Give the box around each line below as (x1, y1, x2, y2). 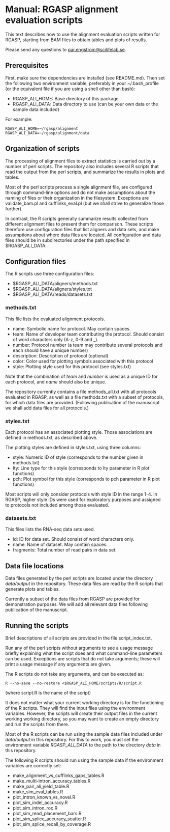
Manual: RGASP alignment (5, 4, 118, 15)
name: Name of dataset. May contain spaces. (12, 541, 108, 548)
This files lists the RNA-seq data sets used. (5, 526, 95, 533)
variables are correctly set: (5, 762, 61, 768)
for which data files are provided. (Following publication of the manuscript (5, 399, 160, 405)
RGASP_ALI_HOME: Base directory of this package (12, 95, 119, 101)
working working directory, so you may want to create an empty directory (5, 715, 159, 722)
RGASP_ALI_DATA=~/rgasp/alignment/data (5, 130, 90, 135)
